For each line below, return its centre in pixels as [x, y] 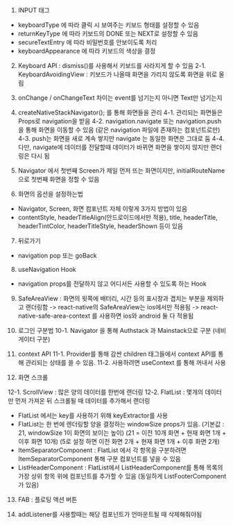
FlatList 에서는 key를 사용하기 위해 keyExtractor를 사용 [93, 415]
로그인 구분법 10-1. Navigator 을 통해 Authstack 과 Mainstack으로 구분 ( [116, 330]
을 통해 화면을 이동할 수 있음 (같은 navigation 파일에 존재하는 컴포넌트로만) [119, 130]
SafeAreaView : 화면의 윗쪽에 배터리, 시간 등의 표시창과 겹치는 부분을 [112, 298]
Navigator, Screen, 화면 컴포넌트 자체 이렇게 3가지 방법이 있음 [103, 209]
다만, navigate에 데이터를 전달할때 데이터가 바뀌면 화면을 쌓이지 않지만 [113, 147]
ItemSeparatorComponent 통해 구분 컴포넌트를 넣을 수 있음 [99, 459]
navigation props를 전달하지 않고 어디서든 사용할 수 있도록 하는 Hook [112, 284]
